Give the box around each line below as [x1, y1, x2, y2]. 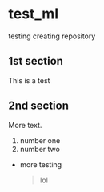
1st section [8, 54, 64, 68]
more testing [19, 159, 62, 169]
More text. [8, 120, 42, 130]
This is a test [8, 75, 50, 85]
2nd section [8, 99, 70, 113]
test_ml [8, 5, 59, 23]
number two [19, 144, 60, 154]
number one [19, 135, 61, 145]
